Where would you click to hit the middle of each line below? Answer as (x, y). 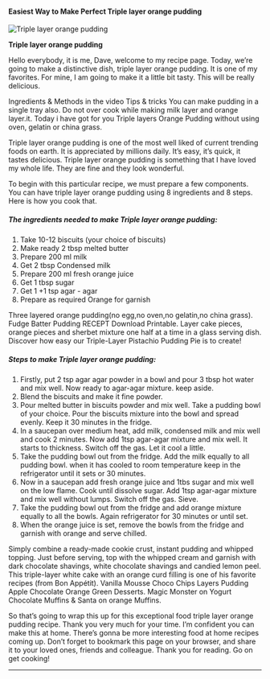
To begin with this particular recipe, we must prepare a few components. (129, 184)
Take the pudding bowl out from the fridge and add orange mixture (131, 508)
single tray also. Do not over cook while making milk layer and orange (123, 110)
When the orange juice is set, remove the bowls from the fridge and (132, 525)
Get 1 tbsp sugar (47, 282)
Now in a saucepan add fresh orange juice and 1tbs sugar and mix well (137, 482)
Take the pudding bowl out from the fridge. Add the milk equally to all (135, 457)
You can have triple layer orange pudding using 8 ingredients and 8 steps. (131, 192)
